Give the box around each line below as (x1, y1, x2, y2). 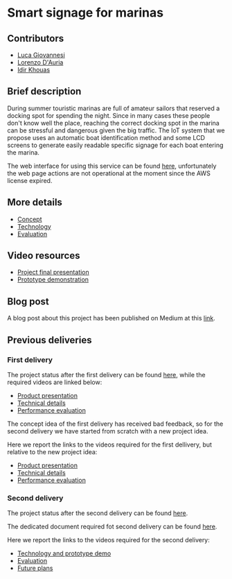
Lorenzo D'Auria (17, 58, 64, 67)
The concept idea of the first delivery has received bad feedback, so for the (7, 420, 224, 428)
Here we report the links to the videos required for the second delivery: (7, 536, 210, 544)
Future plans (17, 564, 53, 573)
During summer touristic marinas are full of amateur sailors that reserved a (7, 104, 220, 112)
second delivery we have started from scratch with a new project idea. (7, 426, 208, 435)
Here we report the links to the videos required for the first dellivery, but (7, 440, 213, 449)
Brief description (7, 85, 82, 98)
